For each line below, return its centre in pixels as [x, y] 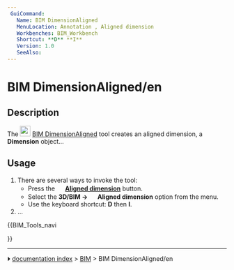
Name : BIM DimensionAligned [57, 20]
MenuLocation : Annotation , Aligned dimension [85, 27]
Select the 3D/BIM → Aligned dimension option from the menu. [123, 197]
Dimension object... [36, 141]
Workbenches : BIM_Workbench [57, 33]
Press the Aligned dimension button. [85, 188]
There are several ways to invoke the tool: [77, 180]
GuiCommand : [28, 14]
